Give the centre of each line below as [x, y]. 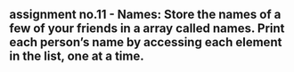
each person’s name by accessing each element [146, 42]
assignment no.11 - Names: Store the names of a [145, 15]
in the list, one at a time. [77, 56]
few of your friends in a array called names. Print [147, 29]
